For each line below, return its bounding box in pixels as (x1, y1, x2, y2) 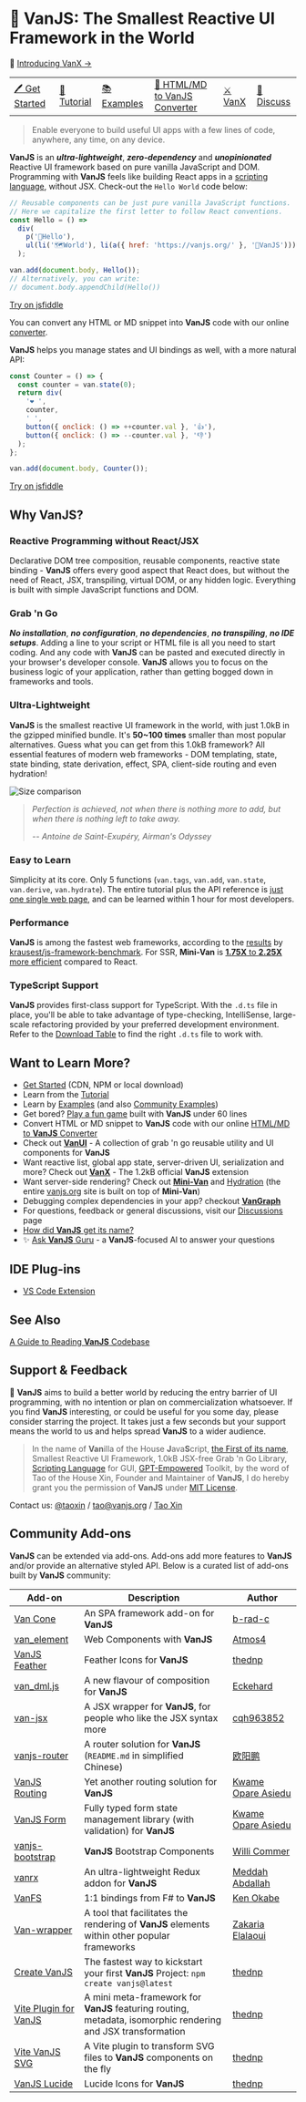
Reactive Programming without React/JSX (9, 534, 199, 547)
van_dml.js (14, 1679, 59, 1692)
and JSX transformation (84, 2025, 186, 2037)
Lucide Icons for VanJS (84, 2077, 185, 2090)
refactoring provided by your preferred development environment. (31, 1019, 280, 1030)
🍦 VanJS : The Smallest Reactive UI (9, 8, 276, 29)
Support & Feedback (9, 1363, 128, 1378)
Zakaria (231, 1918, 265, 1931)
